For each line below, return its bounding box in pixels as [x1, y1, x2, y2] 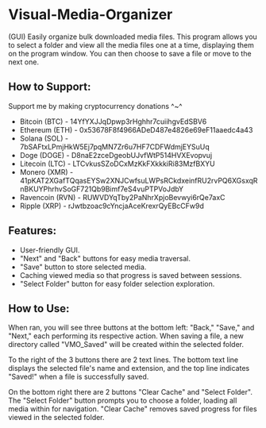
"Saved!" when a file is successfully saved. [8, 372, 149, 382]
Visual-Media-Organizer [8, 6, 173, 24]
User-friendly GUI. [19, 245, 80, 255]
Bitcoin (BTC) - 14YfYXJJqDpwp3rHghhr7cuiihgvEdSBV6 [19, 117, 207, 126]
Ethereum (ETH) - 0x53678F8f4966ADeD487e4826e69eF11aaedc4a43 [19, 125, 253, 134]
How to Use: [8, 302, 70, 315]
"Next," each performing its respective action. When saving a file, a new [8, 331, 244, 341]
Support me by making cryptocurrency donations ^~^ [8, 101, 183, 110]
